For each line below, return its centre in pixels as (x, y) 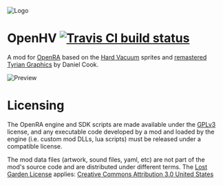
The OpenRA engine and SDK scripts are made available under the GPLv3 (111, 124)
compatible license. (35, 146)
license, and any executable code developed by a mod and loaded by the (111, 132)
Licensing (36, 106)
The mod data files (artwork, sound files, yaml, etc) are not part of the (106, 159)
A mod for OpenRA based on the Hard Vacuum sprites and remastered (107, 57)
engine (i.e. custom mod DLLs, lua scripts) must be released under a (104, 139)
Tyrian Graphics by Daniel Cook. (53, 64)
